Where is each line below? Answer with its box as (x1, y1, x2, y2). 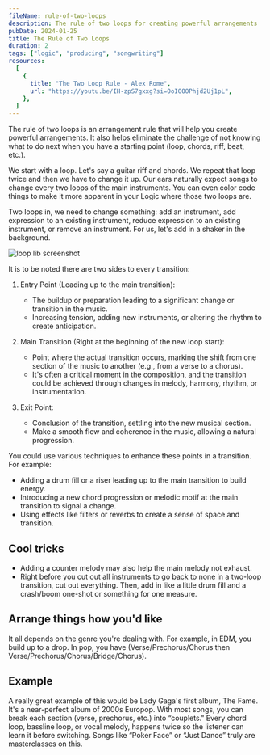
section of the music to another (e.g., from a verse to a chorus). (31, 361, 243, 371)
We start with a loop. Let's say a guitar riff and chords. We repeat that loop (8, 166, 256, 175)
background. (8, 233, 51, 243)
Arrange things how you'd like (8, 612, 163, 626)
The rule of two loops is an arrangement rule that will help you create (8, 124, 238, 134)
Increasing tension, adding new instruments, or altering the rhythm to (31, 313, 262, 323)
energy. (19, 484, 46, 494)
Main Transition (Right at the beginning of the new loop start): (19, 337, 225, 347)
